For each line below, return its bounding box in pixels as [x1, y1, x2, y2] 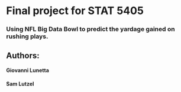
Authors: [6, 50, 40, 60]
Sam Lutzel [6, 80, 34, 87]
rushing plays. [6, 32, 49, 40]
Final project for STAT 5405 [6, 4, 144, 18]
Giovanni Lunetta [6, 67, 49, 74]
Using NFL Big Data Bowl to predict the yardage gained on [6, 25, 176, 33]
